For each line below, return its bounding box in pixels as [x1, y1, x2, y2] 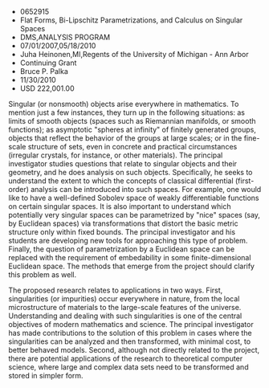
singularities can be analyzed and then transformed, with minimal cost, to [8, 337, 251, 346]
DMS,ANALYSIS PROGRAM [19, 32, 111, 42]
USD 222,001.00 [19, 84, 75, 93]
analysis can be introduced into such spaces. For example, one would [31, 185, 262, 194]
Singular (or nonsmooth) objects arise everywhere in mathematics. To [8, 100, 239, 108]
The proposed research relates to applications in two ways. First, [8, 285, 223, 295]
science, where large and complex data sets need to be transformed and [8, 362, 249, 372]
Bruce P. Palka [19, 67, 68, 76]
